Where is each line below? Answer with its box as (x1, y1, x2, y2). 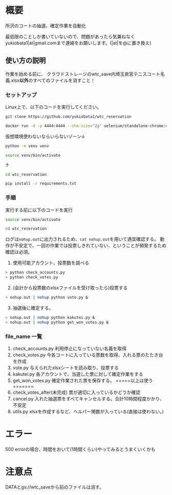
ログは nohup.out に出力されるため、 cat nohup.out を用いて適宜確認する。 (5, 236, 159, 242)
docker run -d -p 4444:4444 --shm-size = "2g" (5, 123, 102, 128)
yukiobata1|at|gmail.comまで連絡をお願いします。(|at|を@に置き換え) (5, 39, 152, 46)
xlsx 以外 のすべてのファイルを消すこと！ (11, 77, 96, 83)
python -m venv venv (5, 143, 50, 148)
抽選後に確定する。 (12, 305, 54, 311)
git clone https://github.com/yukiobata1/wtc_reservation (5, 114, 132, 119)
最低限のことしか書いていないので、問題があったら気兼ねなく (5, 33, 136, 39)
